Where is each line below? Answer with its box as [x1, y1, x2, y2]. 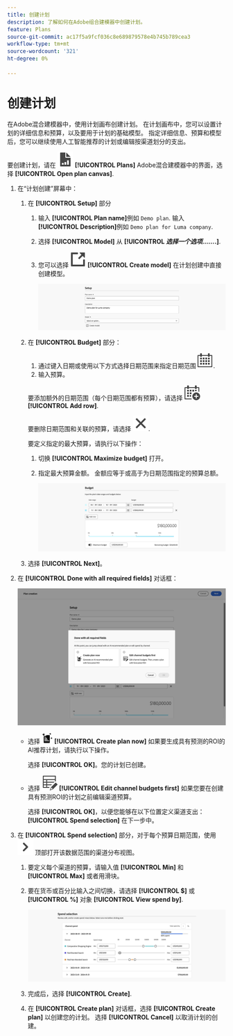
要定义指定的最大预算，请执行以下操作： [27, 439, 144, 448]
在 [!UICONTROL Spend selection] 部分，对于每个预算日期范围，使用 [17, 831, 216, 839]
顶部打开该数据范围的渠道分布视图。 [34, 848, 139, 857]
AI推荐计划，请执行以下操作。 [27, 745, 113, 754]
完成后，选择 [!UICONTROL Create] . [27, 989, 132, 998]
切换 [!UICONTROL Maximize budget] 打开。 [37, 454, 168, 462]
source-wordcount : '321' [7, 48, 79, 55]
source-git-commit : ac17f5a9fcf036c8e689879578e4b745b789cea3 [7, 33, 191, 40]
